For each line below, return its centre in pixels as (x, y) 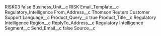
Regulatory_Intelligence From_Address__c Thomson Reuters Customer (77, 12)
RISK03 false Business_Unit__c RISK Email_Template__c (62, 7)
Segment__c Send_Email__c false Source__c (50, 28)
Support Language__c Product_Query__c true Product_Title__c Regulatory (80, 17)
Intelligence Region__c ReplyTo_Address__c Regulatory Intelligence (74, 23)
